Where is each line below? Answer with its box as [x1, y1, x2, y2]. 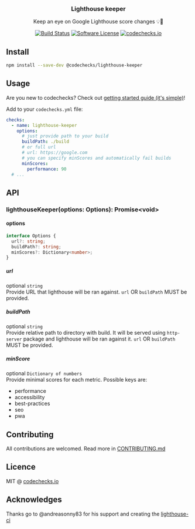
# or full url [21, 144, 57, 150]
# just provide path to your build [21, 133, 109, 139]
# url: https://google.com [21, 150, 88, 156]
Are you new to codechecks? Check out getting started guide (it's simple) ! [6, 94, 186, 101]
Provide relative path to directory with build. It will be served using [6, 329, 166, 336]
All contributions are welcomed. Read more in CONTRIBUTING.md [6, 445, 166, 452]
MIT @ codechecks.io [6, 477, 59, 484]
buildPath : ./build [21, 139, 69, 145]
